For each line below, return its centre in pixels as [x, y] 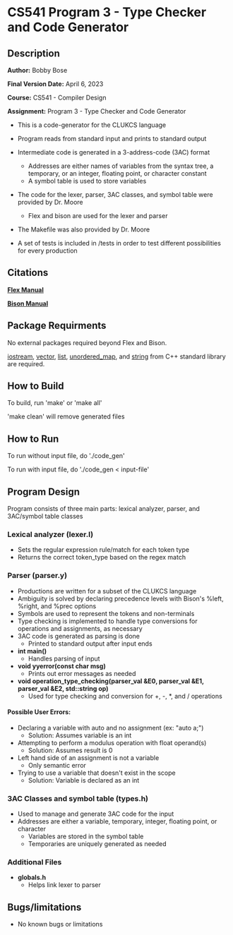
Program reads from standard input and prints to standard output [112, 139]
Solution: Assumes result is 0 [70, 750]
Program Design [43, 491]
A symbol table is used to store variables [87, 181]
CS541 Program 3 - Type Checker [107, 12]
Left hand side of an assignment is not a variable [88, 758]
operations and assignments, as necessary [80, 628]
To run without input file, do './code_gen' [66, 456]
